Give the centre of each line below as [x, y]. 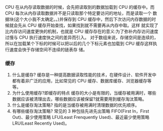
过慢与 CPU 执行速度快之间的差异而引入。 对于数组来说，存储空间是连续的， [82, 37]
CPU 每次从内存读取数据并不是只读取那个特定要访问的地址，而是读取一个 [78, 13]
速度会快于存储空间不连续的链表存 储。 [48, 49]
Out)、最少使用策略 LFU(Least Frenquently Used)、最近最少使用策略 [81, 117]
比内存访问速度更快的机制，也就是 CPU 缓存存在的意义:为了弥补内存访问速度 [82, 31]
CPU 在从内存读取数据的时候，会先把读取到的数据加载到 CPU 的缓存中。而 [80, 7]
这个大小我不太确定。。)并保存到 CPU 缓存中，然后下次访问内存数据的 [83, 19]
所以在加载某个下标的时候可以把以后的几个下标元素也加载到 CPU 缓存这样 [79, 43]
